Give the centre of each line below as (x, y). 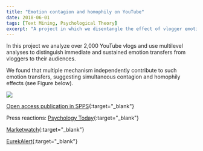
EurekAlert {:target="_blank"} (42, 141)
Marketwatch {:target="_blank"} (45, 130)
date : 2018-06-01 (28, 18)
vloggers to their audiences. (41, 59)
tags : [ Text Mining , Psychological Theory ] (62, 23)
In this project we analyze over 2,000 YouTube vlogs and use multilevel (95, 46)
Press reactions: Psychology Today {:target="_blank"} (73, 118)
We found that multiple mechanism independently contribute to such (92, 71)
